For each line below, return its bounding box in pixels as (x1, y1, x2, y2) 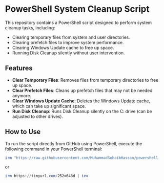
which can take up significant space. (12, 103, 86, 109)
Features (5, 64, 33, 72)
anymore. (12, 92, 32, 98)
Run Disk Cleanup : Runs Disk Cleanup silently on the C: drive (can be (12, 108, 152, 114)
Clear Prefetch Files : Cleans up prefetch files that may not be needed (12, 87, 153, 93)
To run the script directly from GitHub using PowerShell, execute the (5, 140, 143, 146)
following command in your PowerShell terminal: (5, 146, 102, 152)
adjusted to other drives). (12, 114, 63, 119)
